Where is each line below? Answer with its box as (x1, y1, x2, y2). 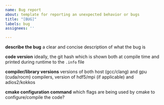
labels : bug (5, 21, 30, 26)
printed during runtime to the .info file (5, 59, 84, 65)
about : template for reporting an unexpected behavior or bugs (5, 12, 140, 17)
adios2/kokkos (5, 79, 35, 85)
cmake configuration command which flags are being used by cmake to (5, 89, 155, 95)
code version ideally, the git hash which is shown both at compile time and (5, 53, 159, 60)
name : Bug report (5, 7, 41, 12)
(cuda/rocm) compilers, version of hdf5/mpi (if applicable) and (5, 74, 134, 80)
